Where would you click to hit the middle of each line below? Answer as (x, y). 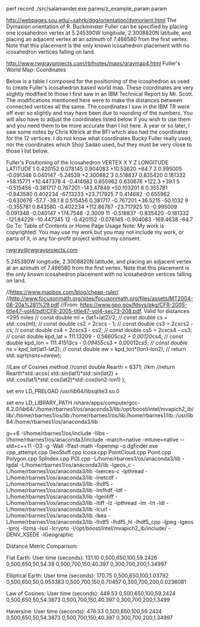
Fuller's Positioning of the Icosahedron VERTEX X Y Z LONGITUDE (87, 162)
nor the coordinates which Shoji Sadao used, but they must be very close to (99, 145)
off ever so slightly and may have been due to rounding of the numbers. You (99, 113)
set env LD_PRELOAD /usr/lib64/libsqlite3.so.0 (63, 391)
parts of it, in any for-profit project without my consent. (74, 238)
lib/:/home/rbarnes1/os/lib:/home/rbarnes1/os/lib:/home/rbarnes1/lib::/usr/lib (100, 415)
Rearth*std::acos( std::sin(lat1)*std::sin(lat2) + (62, 373)
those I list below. (27, 151)
